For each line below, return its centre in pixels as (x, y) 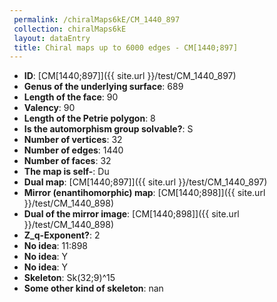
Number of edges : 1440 (73, 150)
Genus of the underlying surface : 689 (103, 87)
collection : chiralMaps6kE (70, 29)
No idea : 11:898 (55, 246)
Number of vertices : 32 (73, 140)
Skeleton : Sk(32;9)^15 (69, 278)
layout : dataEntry (52, 38)
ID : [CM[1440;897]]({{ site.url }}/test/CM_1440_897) (130, 76)
